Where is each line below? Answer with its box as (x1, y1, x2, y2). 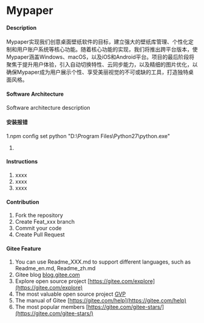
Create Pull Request (15, 231, 65, 238)
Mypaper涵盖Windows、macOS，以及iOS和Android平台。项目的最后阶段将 (6, 53, 194, 61)
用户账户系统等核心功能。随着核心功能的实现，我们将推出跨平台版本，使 (16, 46, 198, 53)
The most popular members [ (15, 304, 89, 311)
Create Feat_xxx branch (15, 218, 75, 225)
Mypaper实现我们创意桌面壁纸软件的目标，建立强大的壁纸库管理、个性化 (6, 38, 189, 45)
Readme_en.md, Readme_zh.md (15, 265, 96, 272)
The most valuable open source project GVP (15, 290, 126, 298)
